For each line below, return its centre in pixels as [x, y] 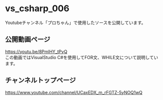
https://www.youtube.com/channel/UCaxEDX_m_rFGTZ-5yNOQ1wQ [74, 92]
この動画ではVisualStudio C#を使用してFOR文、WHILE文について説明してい [82, 57]
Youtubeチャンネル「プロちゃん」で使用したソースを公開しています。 [75, 22]
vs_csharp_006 [37, 9]
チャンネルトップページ [41, 80]
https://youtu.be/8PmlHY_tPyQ [36, 51]
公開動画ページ [28, 40]
